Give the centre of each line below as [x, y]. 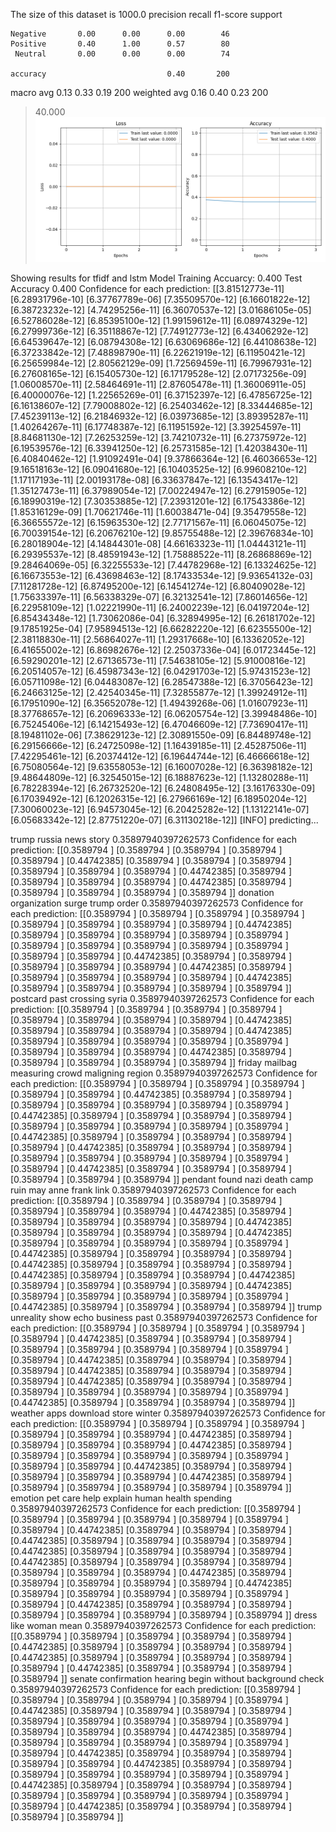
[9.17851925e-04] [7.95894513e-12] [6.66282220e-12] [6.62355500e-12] [161, 629]
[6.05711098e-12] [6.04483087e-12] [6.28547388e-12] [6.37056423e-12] [162, 682]
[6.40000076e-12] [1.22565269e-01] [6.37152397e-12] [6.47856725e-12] [161, 395]
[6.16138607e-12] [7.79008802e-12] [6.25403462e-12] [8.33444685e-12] [161, 406]
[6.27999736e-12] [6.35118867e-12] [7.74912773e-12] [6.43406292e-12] [159, 331]
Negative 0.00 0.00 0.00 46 [120, 34]
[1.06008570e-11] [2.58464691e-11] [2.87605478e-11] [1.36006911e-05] [158, 385]
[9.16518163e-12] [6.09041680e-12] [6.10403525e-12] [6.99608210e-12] [159, 470]
